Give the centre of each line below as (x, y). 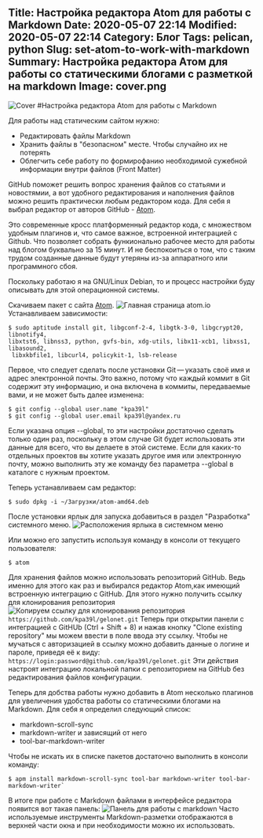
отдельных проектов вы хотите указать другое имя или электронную (125, 455)
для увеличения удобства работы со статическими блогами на (115, 701)
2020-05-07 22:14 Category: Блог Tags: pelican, (131, 37)
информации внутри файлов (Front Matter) (90, 169)
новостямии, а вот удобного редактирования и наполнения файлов (121, 192)
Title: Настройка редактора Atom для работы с (130, 13)
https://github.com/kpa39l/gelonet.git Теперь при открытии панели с (126, 618)
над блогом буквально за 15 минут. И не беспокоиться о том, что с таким (132, 250)
